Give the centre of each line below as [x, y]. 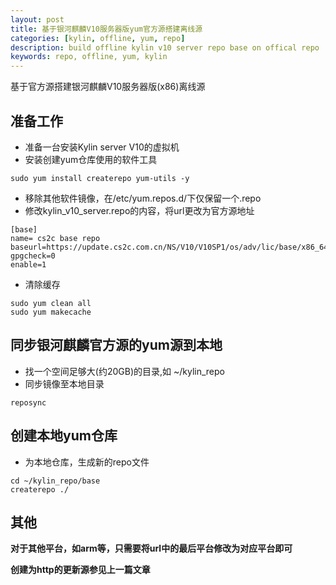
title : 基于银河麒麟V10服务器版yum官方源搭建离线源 [106, 29]
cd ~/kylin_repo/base [55, 481]
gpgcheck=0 [33, 256]
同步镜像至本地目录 [64, 383]
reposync [28, 402]
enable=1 [28, 264]
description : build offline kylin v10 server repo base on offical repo [165, 47]
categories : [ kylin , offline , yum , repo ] [98, 38]
